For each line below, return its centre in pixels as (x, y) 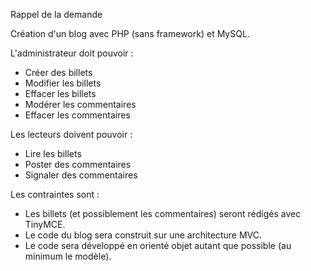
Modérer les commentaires (80, 104)
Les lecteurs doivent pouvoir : (71, 134)
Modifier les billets (63, 83)
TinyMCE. (45, 224)
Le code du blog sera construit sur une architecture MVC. (143, 235)
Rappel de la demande (56, 14)
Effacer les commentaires (77, 115)
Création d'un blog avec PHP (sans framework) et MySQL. (130, 33)
